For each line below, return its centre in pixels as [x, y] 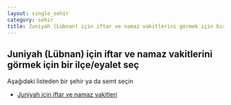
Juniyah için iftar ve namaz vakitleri [67, 95]
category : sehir [30, 20]
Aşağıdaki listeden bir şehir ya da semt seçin [70, 81]
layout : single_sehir [38, 13]
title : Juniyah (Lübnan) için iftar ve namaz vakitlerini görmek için [110, 26]
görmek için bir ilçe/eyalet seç [73, 65]
